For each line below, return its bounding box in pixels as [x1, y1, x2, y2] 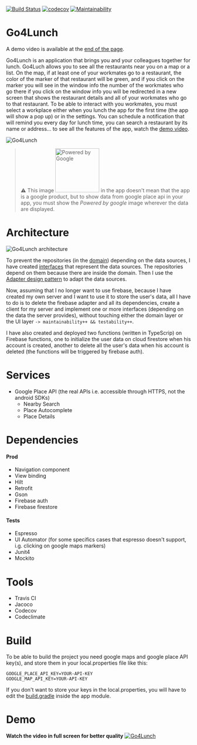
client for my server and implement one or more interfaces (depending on [6, 305, 184, 312]
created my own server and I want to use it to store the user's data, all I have [6, 293, 191, 300]
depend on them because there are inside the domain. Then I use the [6, 269, 173, 276]
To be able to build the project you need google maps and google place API [6, 654, 188, 661]
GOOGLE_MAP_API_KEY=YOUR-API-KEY [6, 676, 88, 682]
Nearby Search [23, 400, 60, 407]
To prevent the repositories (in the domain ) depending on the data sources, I [6, 257, 191, 264]
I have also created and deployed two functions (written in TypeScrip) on [6, 329, 182, 336]
